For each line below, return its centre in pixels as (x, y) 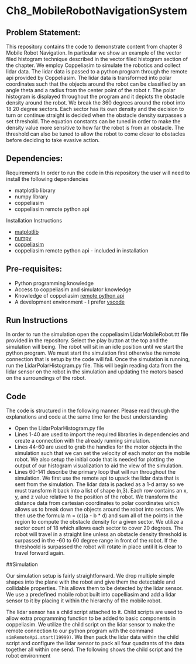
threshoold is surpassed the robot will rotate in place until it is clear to (98, 547)
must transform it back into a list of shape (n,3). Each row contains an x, (101, 491)
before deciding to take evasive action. (53, 140)
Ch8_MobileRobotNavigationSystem (97, 11)
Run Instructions (37, 320)
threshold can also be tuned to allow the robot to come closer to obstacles (96, 134)
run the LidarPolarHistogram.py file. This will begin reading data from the (94, 366)
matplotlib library (35, 190)
